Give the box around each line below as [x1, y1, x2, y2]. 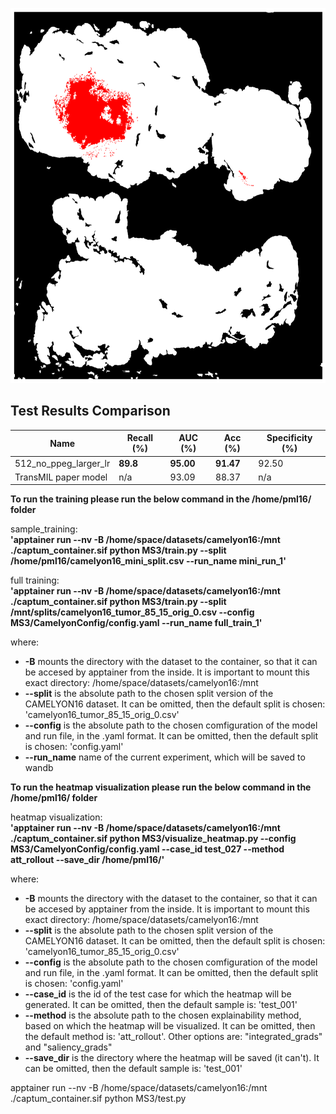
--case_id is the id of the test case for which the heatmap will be [24, 988, 292, 1000]
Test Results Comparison [10, 403, 171, 420]
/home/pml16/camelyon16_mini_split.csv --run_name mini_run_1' [10, 555, 287, 567]
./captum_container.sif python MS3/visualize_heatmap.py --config [10, 833, 297, 845]
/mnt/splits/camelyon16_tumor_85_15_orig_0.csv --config [10, 606, 255, 618]
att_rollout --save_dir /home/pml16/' [10, 854, 165, 866]
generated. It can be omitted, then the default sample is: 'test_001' [24, 999, 298, 1011]
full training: [10, 574, 60, 587]
